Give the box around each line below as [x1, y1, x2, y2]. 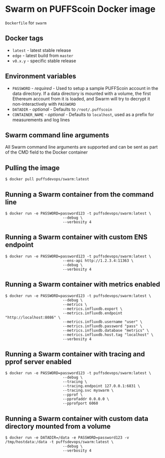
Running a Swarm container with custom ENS [5, 233, 148, 242]
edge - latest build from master [12, 52, 74, 58]
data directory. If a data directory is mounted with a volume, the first [12, 90, 151, 96]
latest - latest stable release [12, 47, 72, 53]
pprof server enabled [5, 358, 72, 366]
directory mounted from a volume [5, 422, 111, 430]
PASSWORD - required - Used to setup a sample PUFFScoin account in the [12, 85, 159, 91]
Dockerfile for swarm [5, 20, 47, 26]
